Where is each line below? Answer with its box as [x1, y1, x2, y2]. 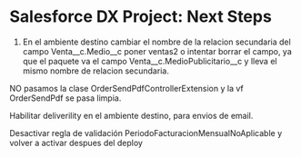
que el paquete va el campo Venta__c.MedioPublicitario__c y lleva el [22, 55, 277, 66]
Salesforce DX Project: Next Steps [9, 6, 273, 27]
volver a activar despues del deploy [9, 137, 144, 148]
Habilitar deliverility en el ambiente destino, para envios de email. [9, 110, 254, 121]
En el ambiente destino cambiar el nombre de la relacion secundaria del [22, 36, 291, 47]
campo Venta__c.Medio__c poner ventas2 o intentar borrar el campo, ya [22, 45, 293, 56]
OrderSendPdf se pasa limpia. [9, 93, 122, 103]
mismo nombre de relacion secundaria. [22, 65, 170, 76]
